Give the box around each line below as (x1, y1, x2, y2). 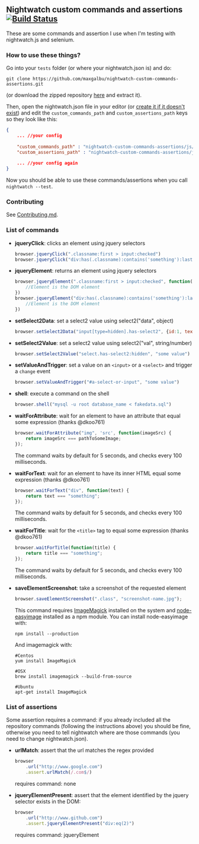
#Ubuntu (14, 684, 34, 690)
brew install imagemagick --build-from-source (14, 674, 132, 679)
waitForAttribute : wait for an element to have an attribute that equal (14, 412, 181, 419)
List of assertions (6, 703, 57, 711)
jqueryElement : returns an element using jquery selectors (14, 267, 157, 274)
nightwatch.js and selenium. (6, 36, 75, 43)
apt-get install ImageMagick (14, 689, 87, 695)
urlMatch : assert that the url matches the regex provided (14, 747, 154, 754)
